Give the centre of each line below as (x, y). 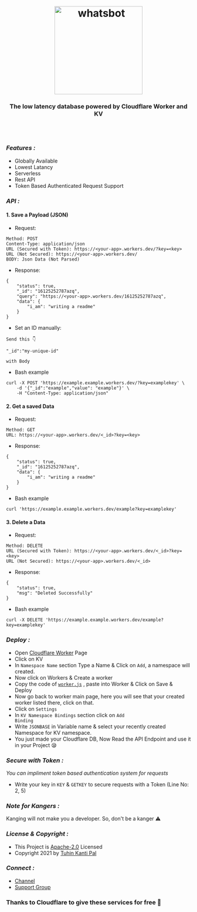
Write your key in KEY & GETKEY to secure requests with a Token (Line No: (102, 784)
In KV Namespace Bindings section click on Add (69, 715)
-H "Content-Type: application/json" (63, 393)
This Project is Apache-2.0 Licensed (58, 847)
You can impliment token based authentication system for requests (87, 773)
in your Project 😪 (35, 745)
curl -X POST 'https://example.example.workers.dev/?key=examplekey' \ (95, 383)
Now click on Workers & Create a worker (64, 677)
